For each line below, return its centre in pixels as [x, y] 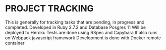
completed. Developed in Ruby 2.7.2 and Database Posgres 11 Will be [76, 27]
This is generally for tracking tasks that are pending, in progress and [75, 22]
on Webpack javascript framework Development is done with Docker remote [83, 38]
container [15, 43]
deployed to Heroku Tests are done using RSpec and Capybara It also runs [81, 32]
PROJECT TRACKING [50, 9]
